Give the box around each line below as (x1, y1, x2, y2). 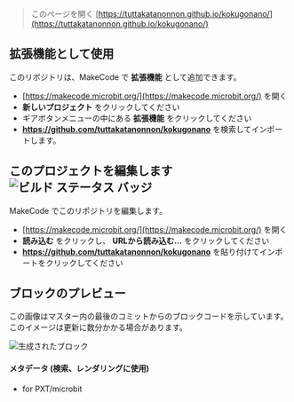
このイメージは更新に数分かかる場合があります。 (9, 322, 188, 333)
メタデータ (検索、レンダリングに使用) (9, 363, 149, 374)
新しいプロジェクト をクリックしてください (21, 101, 180, 112)
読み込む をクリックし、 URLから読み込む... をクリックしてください (21, 235, 270, 246)
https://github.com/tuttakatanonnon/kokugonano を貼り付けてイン (21, 246, 275, 256)
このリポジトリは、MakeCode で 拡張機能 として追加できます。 (9, 71, 242, 83)
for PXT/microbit (21, 383, 83, 394)
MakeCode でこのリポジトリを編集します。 (9, 205, 167, 216)
